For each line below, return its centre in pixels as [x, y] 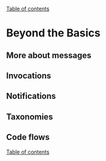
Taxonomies [30, 117]
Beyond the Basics [53, 33]
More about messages [49, 55]
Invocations [29, 76]
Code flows [28, 137]
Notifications [31, 96]
